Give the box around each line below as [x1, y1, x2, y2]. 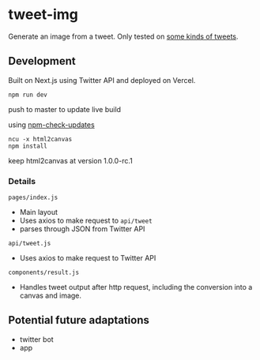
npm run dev [8, 91, 47, 99]
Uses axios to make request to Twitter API [19, 253, 156, 263]
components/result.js [8, 268, 80, 277]
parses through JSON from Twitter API [19, 224, 145, 234]
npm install [8, 142, 47, 150]
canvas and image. [19, 291, 81, 301]
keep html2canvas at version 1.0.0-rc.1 [8, 156, 133, 165]
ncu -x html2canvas [8, 135, 73, 143]
